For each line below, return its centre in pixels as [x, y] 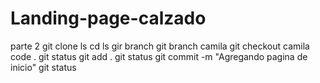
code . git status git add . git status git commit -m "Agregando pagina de [159, 56]
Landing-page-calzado [108, 18]
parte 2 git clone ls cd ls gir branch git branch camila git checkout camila [160, 46]
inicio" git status [43, 67]
